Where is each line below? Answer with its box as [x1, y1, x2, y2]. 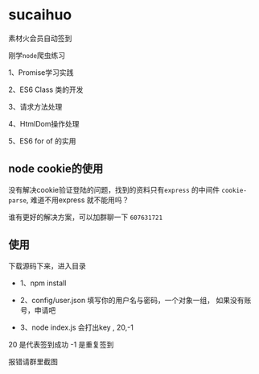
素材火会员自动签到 [8, 33, 72, 43]
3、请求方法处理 [8, 102, 63, 111]
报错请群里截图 [8, 356, 58, 366]
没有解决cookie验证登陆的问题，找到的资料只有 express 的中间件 [8, 185, 220, 194]
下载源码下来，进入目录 [8, 260, 86, 271]
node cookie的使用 [8, 162, 104, 176]
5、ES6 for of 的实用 [8, 135, 76, 146]
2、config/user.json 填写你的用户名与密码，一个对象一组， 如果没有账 [19, 295, 252, 305]
